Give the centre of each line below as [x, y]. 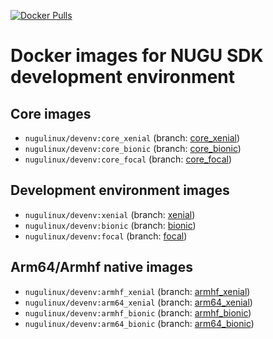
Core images [51, 113]
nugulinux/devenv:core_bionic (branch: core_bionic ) [133, 148]
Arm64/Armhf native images [101, 267]
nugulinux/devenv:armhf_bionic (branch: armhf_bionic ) [138, 312]
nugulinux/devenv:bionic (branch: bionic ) [110, 225]
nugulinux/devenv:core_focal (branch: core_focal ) [128, 159]
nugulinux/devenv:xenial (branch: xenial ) [110, 214]
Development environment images [120, 190]
